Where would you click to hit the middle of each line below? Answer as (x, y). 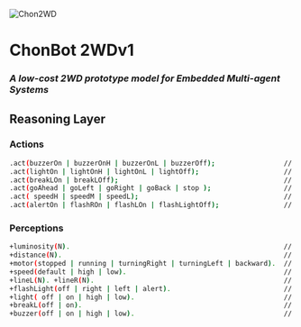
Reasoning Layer (58, 118)
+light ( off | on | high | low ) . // (151, 297)
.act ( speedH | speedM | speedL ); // (151, 197)
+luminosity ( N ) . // (151, 247)
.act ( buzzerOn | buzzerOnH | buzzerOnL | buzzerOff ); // (151, 163)
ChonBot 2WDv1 (72, 50)
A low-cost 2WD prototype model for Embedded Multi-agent (145, 78)
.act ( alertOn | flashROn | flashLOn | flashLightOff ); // (151, 205)
